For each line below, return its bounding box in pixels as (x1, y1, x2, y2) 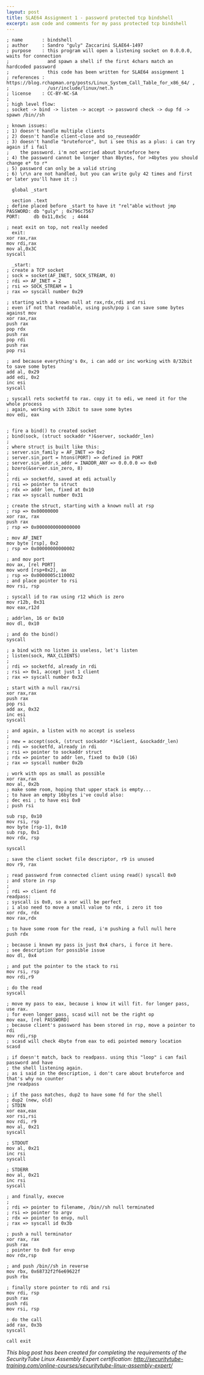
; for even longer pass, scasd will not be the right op (6, 1012, 155, 1018)
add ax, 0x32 (6, 706, 40, 713)
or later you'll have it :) (6, 176, 78, 182)
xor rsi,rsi (6, 1113, 37, 1120)
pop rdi (6, 337, 26, 343)
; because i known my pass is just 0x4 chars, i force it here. (6, 942, 173, 948)
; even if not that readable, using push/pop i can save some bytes (6, 305, 184, 311)
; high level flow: (6, 102, 56, 108)
